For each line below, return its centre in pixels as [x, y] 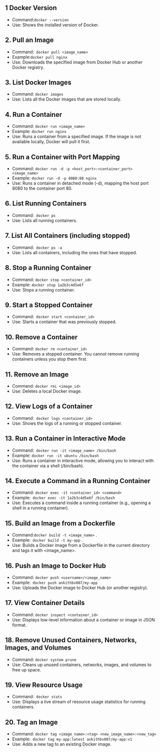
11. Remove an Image [37, 374]
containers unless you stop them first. [50, 359]
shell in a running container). [40, 508]
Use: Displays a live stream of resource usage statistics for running [79, 702]
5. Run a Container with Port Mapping [62, 157]
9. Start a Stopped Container [49, 305]
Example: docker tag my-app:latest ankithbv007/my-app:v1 [72, 739]
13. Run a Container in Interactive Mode [65, 439]
